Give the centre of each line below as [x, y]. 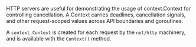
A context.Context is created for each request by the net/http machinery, [96, 32]
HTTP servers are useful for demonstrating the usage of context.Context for [98, 9]
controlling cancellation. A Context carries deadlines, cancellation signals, [96, 15]
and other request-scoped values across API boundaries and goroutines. [95, 21]
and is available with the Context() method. [59, 38]
